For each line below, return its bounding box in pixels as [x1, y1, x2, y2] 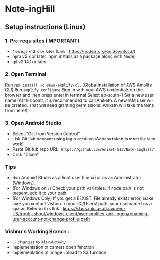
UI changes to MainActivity [12, 239, 66, 245]
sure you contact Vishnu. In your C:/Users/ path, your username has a [12, 200, 152, 206]
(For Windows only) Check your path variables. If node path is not [12, 185, 144, 191]
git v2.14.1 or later [12, 58, 47, 64]
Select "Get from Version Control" [12, 131, 80, 137]
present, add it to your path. [12, 190, 68, 196]
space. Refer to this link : [12, 206, 62, 211]
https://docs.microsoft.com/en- [63, 206, 126, 211]
